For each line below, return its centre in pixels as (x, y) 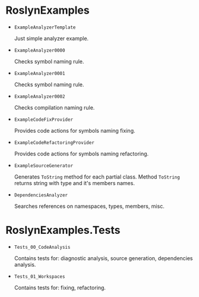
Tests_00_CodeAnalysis (42, 247)
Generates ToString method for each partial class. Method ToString (97, 177)
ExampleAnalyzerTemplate (45, 27)
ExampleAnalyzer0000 (40, 50)
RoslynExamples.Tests (63, 230)
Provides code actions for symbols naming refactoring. (81, 154)
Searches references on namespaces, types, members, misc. (89, 206)
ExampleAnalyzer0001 (40, 73)
